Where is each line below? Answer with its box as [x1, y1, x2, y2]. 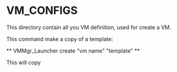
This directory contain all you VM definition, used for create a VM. [6, 24, 172, 31]
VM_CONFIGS [6, 4, 78, 18]
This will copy [6, 59, 41, 66]
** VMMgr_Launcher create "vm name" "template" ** [6, 47, 140, 54]
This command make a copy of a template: [6, 35, 114, 42]
